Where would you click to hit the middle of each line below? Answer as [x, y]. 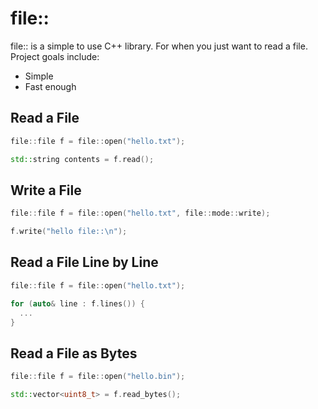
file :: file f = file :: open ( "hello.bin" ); [98, 377]
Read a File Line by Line [84, 262]
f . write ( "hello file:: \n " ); [69, 232]
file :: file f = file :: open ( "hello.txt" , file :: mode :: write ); [140, 213]
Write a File [46, 190]
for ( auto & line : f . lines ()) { [77, 303]
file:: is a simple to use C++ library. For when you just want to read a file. [159, 46]
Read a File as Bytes [74, 353]
